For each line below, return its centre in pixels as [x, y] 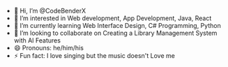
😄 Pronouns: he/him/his [48, 48]
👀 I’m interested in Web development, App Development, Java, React [113, 18]
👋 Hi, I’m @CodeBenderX [50, 11]
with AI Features [37, 40]
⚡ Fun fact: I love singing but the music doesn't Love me [94, 55]
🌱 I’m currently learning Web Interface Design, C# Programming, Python [117, 25]
